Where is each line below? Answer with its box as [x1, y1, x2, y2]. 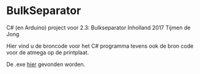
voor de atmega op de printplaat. [6, 48, 89, 56]
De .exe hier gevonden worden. [6, 61, 86, 68]
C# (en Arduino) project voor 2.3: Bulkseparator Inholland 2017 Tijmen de [6, 24, 191, 31]
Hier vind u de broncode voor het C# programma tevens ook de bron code [6, 42, 194, 50]
